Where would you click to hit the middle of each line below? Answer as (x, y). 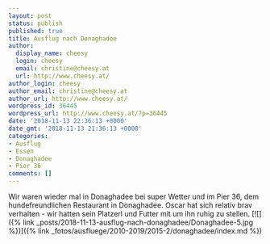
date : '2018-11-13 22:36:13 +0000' (68, 121)
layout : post (30, 16)
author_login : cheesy (45, 83)
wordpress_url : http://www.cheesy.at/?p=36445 (88, 114)
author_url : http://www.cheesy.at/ (68, 99)
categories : (28, 136)
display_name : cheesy (52, 53)
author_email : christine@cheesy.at (68, 91)
